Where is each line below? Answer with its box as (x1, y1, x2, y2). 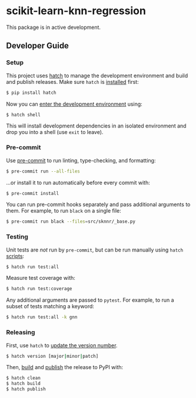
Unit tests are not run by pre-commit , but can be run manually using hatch (6, 246, 184, 253)
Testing (6, 233, 28, 241)
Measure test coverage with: (6, 275, 75, 282)
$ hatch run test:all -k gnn (6, 314, 78, 320)
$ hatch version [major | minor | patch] (6, 353, 99, 359)
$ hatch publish (6, 386, 46, 392)
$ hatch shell (6, 112, 41, 118)
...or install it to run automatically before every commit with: (6, 179, 150, 186)
